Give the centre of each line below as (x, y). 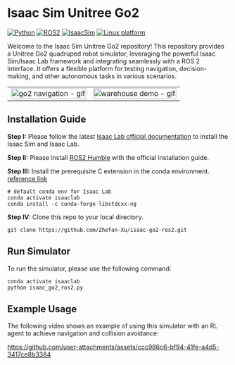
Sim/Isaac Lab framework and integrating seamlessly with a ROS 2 (104, 61)
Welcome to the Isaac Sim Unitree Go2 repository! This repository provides (116, 46)
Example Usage (42, 309)
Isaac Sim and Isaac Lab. (43, 144)
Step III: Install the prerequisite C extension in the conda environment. (108, 171)
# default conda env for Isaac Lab (59, 192)
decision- (193, 68)
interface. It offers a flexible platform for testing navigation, (93, 68)
